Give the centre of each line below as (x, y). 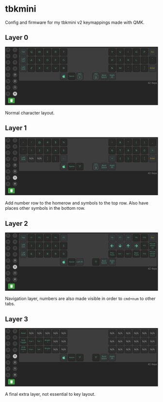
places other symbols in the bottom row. (45, 208)
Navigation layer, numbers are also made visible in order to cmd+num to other (80, 299)
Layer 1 (16, 128)
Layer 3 (16, 319)
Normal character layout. (30, 113)
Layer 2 (16, 224)
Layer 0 (17, 38)
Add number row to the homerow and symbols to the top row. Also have (77, 203)
